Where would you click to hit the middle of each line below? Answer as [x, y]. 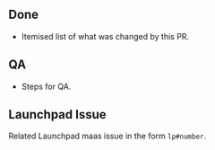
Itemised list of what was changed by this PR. [105, 36]
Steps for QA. [46, 86]
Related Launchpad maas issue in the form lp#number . [107, 136]
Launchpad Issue [57, 115]
